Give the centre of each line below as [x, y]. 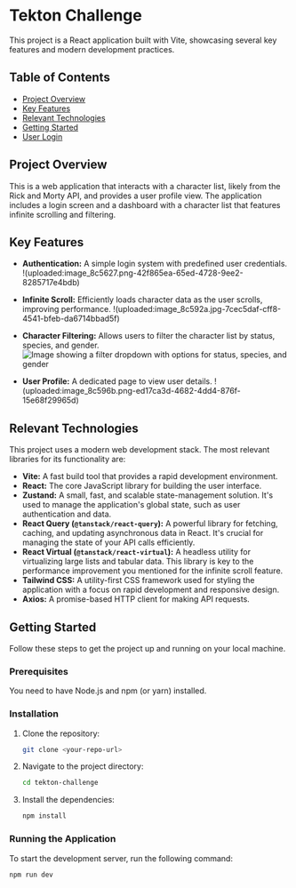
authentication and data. [67, 514]
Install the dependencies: [68, 800]
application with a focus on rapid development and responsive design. [151, 590]
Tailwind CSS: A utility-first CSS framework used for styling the [138, 580]
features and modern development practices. [92, 49]
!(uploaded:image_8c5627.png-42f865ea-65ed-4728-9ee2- [132, 273]
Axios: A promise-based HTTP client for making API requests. [136, 599]
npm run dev [31, 875]
